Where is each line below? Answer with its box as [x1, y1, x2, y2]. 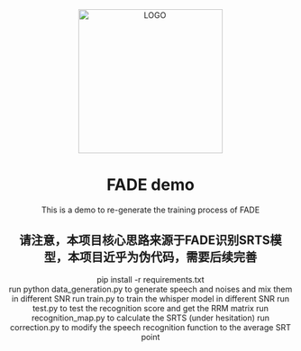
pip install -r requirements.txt [96, 274, 205, 284]
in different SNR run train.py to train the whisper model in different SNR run [11, 292, 290, 304]
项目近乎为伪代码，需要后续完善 [78, 249, 258, 265]
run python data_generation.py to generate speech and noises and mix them [8, 283, 293, 294]
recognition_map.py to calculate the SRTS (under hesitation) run [31, 312, 270, 323]
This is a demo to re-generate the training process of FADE [41, 204, 260, 215]
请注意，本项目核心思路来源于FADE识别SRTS [18, 233, 271, 248]
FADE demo [106, 175, 195, 195]
